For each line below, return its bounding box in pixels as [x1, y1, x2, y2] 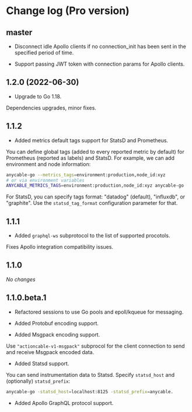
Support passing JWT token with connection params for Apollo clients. [14, 60, 185, 67]
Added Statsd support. [14, 360, 69, 367]
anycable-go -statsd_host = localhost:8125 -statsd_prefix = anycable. [6, 389, 174, 394]
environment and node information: [6, 160, 91, 167]
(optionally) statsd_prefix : [6, 377, 71, 384]
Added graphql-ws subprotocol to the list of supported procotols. [14, 232, 170, 239]
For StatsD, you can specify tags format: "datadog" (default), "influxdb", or [6, 193, 186, 200]
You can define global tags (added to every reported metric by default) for [6, 148, 185, 155]
